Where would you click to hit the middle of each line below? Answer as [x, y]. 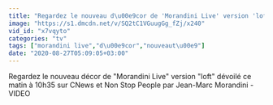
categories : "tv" [38, 38]
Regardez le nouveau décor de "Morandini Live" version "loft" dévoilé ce [130, 76]
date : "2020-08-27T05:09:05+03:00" [69, 53]
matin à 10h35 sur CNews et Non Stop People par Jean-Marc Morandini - [131, 85]
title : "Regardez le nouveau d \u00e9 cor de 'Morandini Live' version [129, 16]
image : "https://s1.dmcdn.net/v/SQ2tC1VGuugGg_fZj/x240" [107, 23]
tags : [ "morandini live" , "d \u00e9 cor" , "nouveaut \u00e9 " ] [107, 46]
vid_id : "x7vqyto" [39, 31]
